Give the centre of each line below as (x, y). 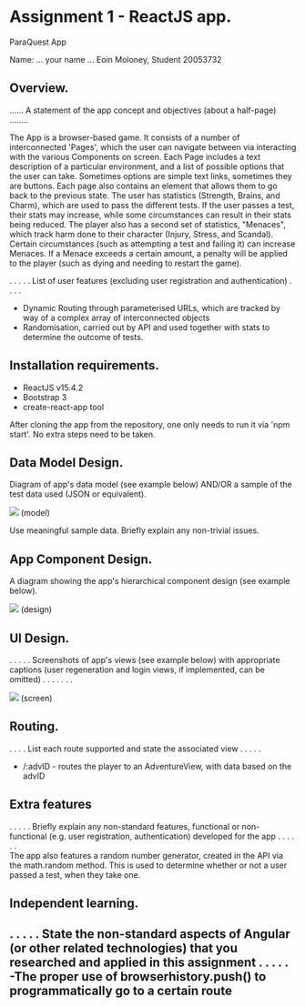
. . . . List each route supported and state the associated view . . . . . (135, 749)
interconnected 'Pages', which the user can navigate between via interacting (153, 146)
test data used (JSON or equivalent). (78, 494)
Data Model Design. (66, 463)
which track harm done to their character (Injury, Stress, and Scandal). (142, 234)
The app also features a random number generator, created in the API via (147, 855)
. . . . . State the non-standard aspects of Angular (150, 934)
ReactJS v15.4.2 (53, 388)
